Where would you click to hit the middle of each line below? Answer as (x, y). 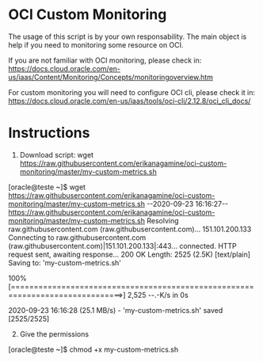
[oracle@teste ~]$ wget (47, 187)
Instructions (49, 133)
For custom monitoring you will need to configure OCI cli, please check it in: (132, 92)
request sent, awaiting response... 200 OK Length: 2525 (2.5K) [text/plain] (130, 254)
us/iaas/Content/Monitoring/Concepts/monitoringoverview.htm (111, 77)
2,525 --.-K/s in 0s (158, 295)
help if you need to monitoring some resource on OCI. (96, 44)
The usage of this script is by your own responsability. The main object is (128, 36)
